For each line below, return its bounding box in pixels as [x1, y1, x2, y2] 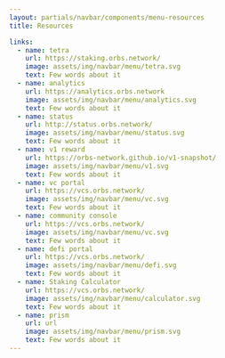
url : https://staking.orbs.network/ [25, 54, 162, 63]
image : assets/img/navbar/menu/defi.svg [25, 261, 177, 270]
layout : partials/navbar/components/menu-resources [9, 12, 205, 22]
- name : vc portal [17, 178, 86, 187]
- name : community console [17, 211, 117, 220]
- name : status [17, 112, 74, 121]
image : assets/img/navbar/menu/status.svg [25, 128, 185, 138]
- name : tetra [17, 45, 69, 54]
